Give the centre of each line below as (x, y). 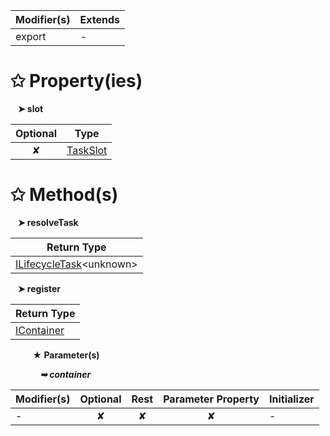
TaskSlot (87, 150)
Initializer (291, 399)
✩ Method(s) (64, 195)
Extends (99, 19)
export (31, 36)
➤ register (39, 288)
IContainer (40, 330)
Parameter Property (211, 399)
